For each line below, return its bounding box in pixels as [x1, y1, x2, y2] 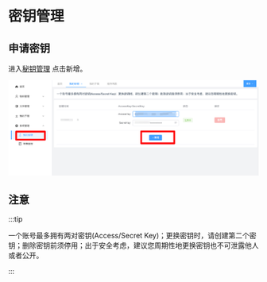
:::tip [8, 214, 23, 224]
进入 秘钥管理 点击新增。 [8, 64, 87, 73]
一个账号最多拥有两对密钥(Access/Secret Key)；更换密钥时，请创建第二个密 [8, 231, 257, 241]
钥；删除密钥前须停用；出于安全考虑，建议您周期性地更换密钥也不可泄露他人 [8, 241, 259, 250]
